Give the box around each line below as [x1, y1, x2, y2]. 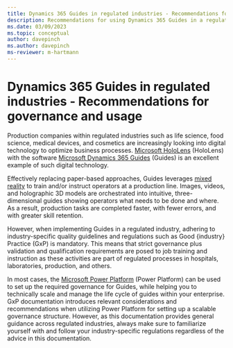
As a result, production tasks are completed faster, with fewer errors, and [7, 204, 216, 212]
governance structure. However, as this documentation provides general [7, 312, 214, 320]
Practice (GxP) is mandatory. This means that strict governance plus [7, 239, 202, 247]
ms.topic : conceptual [7, 29, 70, 37]
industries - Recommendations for [7, 94, 209, 110]
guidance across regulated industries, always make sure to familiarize [7, 319, 207, 327]
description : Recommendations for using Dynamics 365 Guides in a [7, 17, 203, 24]
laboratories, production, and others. [7, 261, 112, 270]
